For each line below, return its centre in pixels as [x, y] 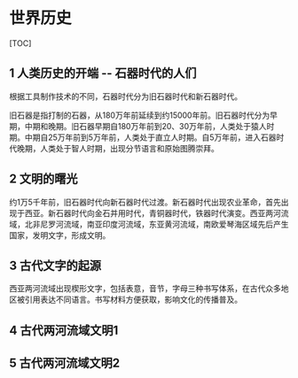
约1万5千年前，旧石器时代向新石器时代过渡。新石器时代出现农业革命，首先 [145, 202]
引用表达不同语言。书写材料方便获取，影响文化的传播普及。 [133, 300]
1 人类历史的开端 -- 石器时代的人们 [103, 73]
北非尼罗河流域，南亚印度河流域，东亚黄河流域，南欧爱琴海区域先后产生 [157, 224]
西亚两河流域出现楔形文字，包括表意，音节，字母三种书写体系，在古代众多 [145, 289]
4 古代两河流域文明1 [64, 330]
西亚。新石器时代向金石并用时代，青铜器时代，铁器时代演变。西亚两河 [153, 212]
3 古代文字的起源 [55, 265]
